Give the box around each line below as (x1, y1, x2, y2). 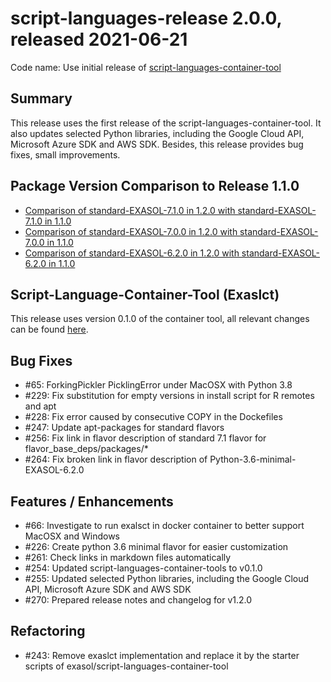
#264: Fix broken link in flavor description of (24, 453, 208, 466)
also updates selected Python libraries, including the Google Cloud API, (10, 127, 305, 139)
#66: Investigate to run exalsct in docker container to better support (24, 520, 305, 531)
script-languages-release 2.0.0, (10, 7, 283, 30)
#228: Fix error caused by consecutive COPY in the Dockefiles (24, 411, 283, 423)
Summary (10, 90, 73, 107)
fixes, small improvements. (10, 148, 121, 161)
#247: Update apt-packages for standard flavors (24, 422, 225, 434)
